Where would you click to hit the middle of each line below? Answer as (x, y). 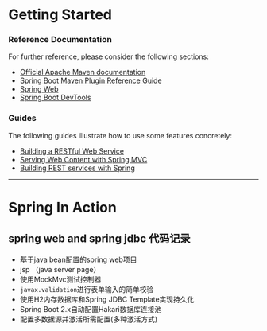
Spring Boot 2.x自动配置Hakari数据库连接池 (91, 309)
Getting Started (60, 15)
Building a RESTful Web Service (72, 151)
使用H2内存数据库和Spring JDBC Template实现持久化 (107, 299)
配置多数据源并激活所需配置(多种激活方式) (89, 319)
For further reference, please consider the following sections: (108, 56)
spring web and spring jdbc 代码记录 (99, 239)
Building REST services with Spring (77, 168)
